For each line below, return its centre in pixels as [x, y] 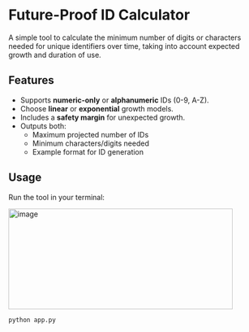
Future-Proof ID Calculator [99, 15]
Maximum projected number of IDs [90, 134]
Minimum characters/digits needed [91, 143]
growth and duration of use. [55, 55]
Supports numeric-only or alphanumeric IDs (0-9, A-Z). [114, 100]
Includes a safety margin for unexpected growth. [103, 117]
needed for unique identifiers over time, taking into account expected [124, 46]
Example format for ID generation [88, 151]
